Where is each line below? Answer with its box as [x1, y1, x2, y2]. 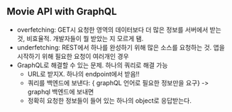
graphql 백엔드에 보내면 [27, 87, 94, 96]
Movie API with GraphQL [6, 6, 118, 18]
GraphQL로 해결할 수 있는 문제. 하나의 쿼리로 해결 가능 [16, 60, 168, 69]
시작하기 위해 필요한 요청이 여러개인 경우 [16, 52, 129, 60]
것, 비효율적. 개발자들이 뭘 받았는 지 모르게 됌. [16, 34, 144, 43]
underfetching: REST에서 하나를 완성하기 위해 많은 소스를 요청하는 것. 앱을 [16, 43, 225, 52]
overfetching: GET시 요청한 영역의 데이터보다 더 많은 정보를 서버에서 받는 [16, 25, 221, 34]
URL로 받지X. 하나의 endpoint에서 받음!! [27, 69, 140, 78]
